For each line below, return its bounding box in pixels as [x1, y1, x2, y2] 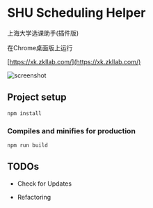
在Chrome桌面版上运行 [7, 43, 73, 52]
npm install [7, 110, 42, 117]
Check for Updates [17, 179, 72, 188]
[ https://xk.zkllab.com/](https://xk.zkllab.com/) [7, 57, 141, 66]
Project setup [7, 91, 67, 103]
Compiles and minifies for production [7, 126, 136, 135]
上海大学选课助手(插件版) [7, 29, 79, 37]
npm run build [7, 142, 49, 149]
